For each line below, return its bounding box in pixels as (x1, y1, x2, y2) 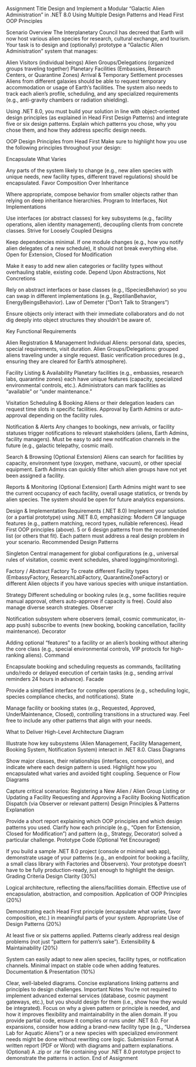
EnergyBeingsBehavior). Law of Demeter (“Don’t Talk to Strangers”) (6, 299, 170, 306)
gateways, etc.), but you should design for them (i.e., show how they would (6, 998, 187, 1005)
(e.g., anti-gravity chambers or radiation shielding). (6, 96, 129, 103)
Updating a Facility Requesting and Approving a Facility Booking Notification (6, 794, 190, 801)
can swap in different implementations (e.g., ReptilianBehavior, (6, 293, 157, 299)
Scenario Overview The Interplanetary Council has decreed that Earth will (6, 29, 183, 36)
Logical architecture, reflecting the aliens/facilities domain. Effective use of (6, 884, 187, 891)
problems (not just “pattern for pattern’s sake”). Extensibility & (6, 938, 155, 945)
